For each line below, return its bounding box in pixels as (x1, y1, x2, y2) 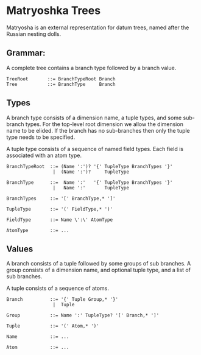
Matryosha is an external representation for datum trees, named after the (6, 24, 189, 31)
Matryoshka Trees (6, 4, 101, 18)
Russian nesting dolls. (6, 30, 62, 37)
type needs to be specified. (6, 133, 76, 141)
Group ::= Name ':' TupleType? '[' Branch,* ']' (6, 312, 160, 318)
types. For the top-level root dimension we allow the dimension (25, 120, 184, 128)
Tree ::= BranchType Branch (6, 81, 116, 87)
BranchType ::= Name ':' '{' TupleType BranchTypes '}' (6, 179, 173, 186)
